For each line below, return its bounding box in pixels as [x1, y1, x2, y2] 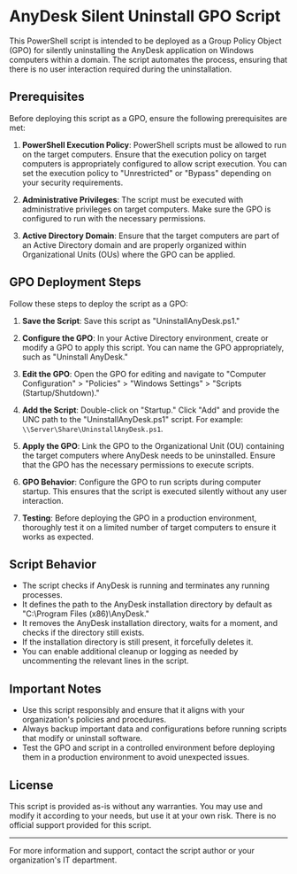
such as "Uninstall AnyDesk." [21, 352, 128, 362]
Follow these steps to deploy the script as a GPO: [9, 298, 188, 309]
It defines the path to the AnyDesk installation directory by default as [21, 599, 272, 610]
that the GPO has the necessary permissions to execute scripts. [21, 459, 255, 470]
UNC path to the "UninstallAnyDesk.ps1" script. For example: [21, 414, 244, 424]
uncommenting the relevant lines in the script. [21, 655, 189, 666]
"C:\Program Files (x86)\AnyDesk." [21, 608, 150, 619]
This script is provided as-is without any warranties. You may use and [9, 801, 263, 811]
